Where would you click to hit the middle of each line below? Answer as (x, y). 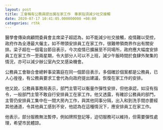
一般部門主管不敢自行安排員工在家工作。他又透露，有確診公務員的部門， (86, 95)
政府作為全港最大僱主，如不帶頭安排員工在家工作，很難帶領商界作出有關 (77, 44)
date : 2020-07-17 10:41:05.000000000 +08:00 (51, 18)
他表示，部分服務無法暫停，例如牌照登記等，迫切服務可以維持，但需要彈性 (79, 117)
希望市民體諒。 (28, 123)
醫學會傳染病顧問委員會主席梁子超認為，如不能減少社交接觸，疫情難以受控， (81, 37)
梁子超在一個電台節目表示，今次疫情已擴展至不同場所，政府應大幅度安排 (86, 49)
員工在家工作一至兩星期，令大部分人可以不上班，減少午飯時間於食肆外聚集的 (81, 56)
